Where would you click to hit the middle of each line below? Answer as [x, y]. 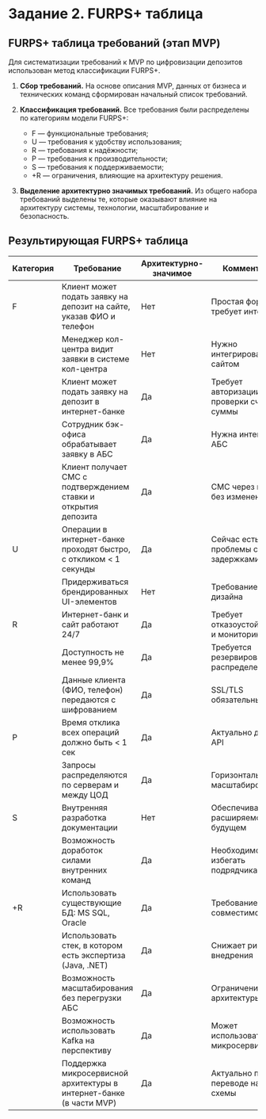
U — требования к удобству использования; [106, 142]
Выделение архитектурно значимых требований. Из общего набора [138, 191]
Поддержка [84, 1063]
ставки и [78, 496]
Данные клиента [94, 680]
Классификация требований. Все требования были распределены [134, 109]
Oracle [74, 922]
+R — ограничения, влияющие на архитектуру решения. [127, 176]
